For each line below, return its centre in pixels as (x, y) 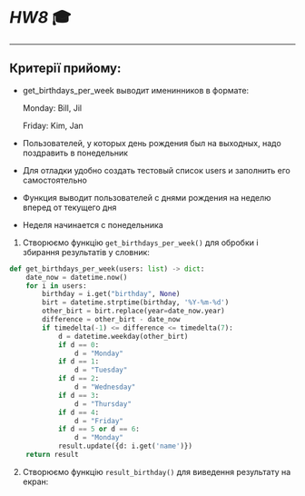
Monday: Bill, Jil (52, 108)
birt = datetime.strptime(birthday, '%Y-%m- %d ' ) (136, 303)
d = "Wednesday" (105, 387)
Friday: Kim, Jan (53, 125)
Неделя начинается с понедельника (93, 224)
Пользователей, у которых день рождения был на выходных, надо (152, 143)
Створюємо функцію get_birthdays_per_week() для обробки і (140, 243)
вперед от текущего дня (69, 207)
